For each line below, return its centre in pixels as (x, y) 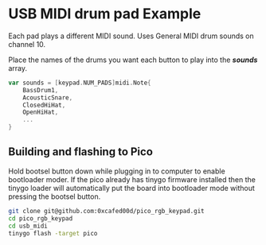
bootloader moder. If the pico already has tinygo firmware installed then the (132, 179)
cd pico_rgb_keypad (41, 218)
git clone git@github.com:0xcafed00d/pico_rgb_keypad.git (106, 211)
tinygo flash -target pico (53, 233)
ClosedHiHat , (44, 105)
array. (18, 68)
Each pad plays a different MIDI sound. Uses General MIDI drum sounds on (131, 36)
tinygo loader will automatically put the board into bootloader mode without (131, 188)
